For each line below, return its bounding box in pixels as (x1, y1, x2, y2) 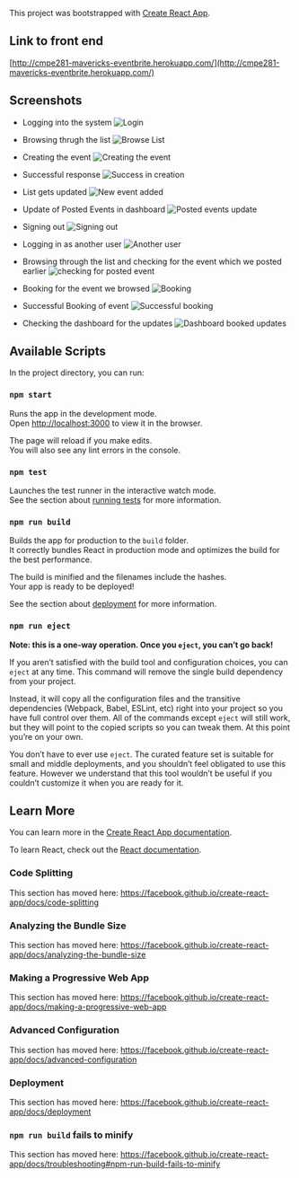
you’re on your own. (9, 731, 84, 742)
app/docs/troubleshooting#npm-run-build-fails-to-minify (9, 1158, 221, 1170)
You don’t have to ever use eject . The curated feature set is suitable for (9, 749, 274, 760)
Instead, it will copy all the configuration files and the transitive (9, 693, 241, 704)
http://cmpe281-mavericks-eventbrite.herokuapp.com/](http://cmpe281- (12, 57, 280, 68)
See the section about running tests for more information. (9, 495, 222, 505)
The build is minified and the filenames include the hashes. (9, 572, 227, 583)
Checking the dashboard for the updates (22, 318, 173, 329)
